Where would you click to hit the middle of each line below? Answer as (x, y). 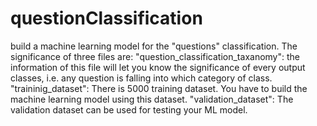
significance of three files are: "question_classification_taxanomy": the (155, 56)
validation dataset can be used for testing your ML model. (129, 109)
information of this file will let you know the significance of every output (158, 67)
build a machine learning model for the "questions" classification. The (154, 46)
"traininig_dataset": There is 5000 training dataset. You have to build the (159, 88)
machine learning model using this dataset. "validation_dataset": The (152, 99)
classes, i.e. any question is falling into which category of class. (141, 78)
